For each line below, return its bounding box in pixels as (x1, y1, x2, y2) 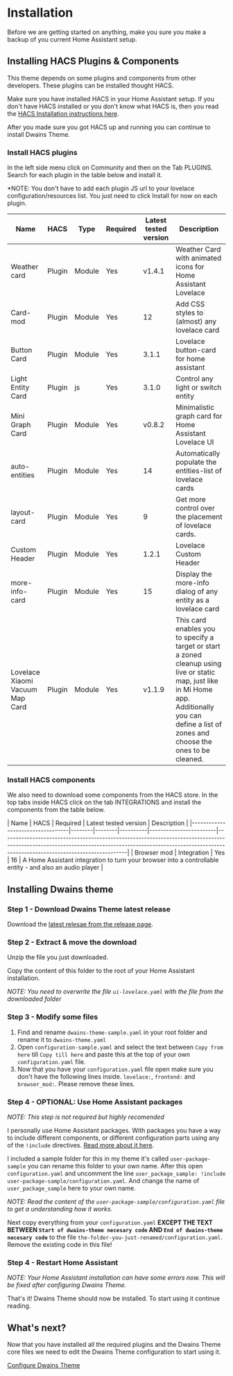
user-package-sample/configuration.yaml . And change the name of (7, 1176, 200, 1185)
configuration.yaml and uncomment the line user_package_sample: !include (7, 1169, 226, 1177)
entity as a (175, 595, 209, 605)
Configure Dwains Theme (7, 1361, 80, 1370)
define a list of (175, 720, 222, 729)
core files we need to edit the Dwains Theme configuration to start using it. (7, 1348, 221, 1356)
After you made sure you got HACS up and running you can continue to (7, 123, 211, 131)
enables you (175, 624, 216, 633)
